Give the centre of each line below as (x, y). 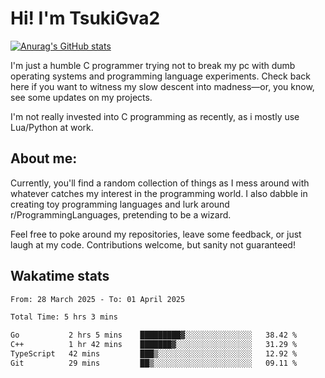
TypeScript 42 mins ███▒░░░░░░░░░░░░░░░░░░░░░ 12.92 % (154, 354)
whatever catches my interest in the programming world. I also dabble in (159, 193)
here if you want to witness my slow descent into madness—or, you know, (162, 86)
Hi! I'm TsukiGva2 (85, 18)
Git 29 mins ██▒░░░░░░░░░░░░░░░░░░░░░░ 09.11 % (154, 363)
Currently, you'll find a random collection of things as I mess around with (160, 183)
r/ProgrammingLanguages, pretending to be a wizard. (121, 214)
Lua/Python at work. (52, 127)
